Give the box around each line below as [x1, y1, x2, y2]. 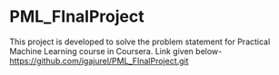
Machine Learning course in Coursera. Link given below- [9, 45, 223, 56]
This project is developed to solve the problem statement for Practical [9, 36, 271, 47]
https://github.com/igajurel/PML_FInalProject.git [9, 55, 189, 66]
